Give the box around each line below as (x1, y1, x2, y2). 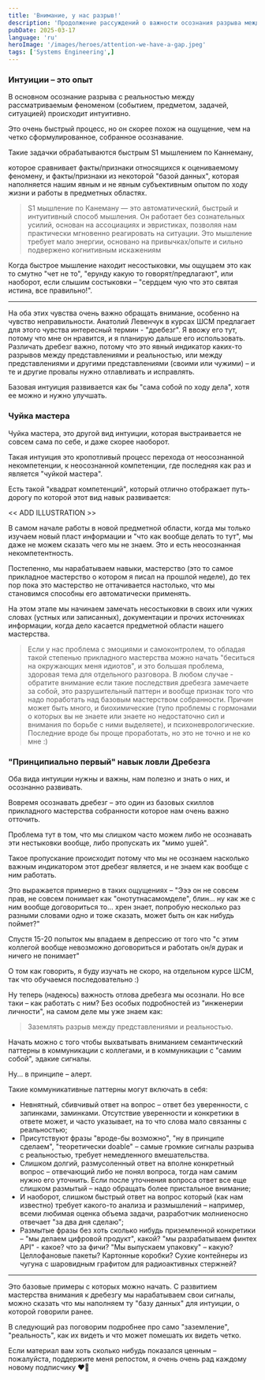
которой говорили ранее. (8, 1307, 94, 1316)
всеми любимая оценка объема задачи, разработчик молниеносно (19, 1208, 248, 1218)
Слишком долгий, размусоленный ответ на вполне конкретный (19, 1158, 234, 1168)
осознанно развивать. (8, 782, 83, 792)
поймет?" (8, 919, 41, 928)
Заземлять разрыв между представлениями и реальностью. (27, 1022, 233, 1031)
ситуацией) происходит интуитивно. (8, 109, 132, 118)
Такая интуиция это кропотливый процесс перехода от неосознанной (8, 452, 244, 461)
